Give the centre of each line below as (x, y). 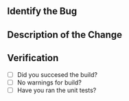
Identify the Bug (42, 11)
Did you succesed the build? (57, 74)
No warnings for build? (49, 82)
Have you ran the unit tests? (57, 90)
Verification (33, 58)
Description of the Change (64, 35)
